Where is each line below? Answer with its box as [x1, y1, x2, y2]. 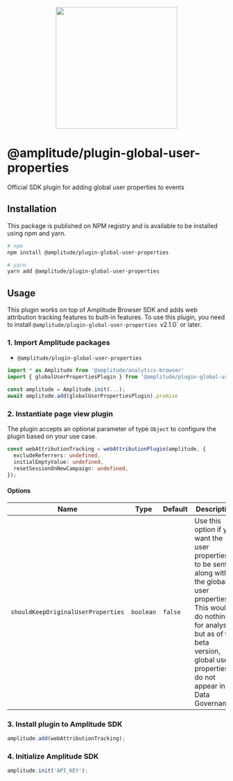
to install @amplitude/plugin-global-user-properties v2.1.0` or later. [7, 321, 202, 329]
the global [194, 577, 227, 586]
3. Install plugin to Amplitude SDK [7, 719, 123, 729]
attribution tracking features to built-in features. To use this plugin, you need [7, 313, 225, 321]
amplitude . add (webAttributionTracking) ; [7, 735, 126, 742]
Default [162, 504, 189, 514]
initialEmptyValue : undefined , [13, 458, 104, 465]
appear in [194, 681, 225, 691]
